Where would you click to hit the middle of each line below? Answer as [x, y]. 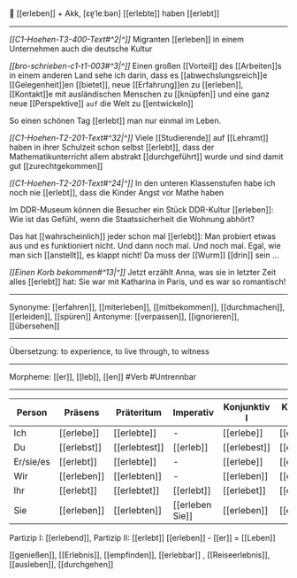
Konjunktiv [247, 407]
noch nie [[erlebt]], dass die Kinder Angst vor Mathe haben [116, 193]
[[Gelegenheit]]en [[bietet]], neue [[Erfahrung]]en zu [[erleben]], [126, 85]
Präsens [82, 412]
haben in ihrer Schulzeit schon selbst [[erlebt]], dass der [112, 147]
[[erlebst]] [80, 447]
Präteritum [139, 412]
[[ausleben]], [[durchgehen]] [61, 564]
